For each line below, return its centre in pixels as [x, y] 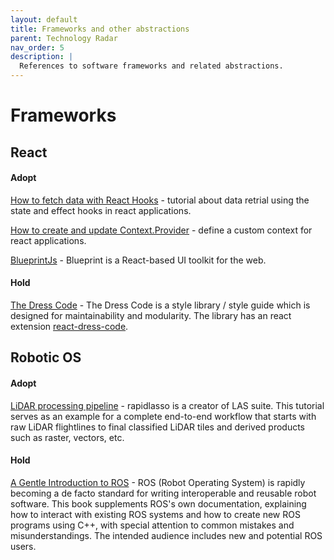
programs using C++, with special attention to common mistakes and [152, 525]
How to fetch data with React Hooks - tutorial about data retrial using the [160, 200]
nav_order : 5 [37, 47]
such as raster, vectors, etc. [67, 437]
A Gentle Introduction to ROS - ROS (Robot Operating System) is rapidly [158, 482]
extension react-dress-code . [69, 326]
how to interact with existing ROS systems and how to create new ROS [155, 514]
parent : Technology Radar [64, 38]
